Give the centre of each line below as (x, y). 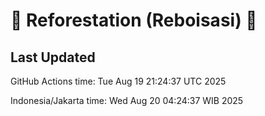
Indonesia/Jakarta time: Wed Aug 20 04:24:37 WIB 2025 (127, 100)
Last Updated (53, 57)
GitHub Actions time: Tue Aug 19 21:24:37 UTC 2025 (118, 81)
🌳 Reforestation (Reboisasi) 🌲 (134, 20)
